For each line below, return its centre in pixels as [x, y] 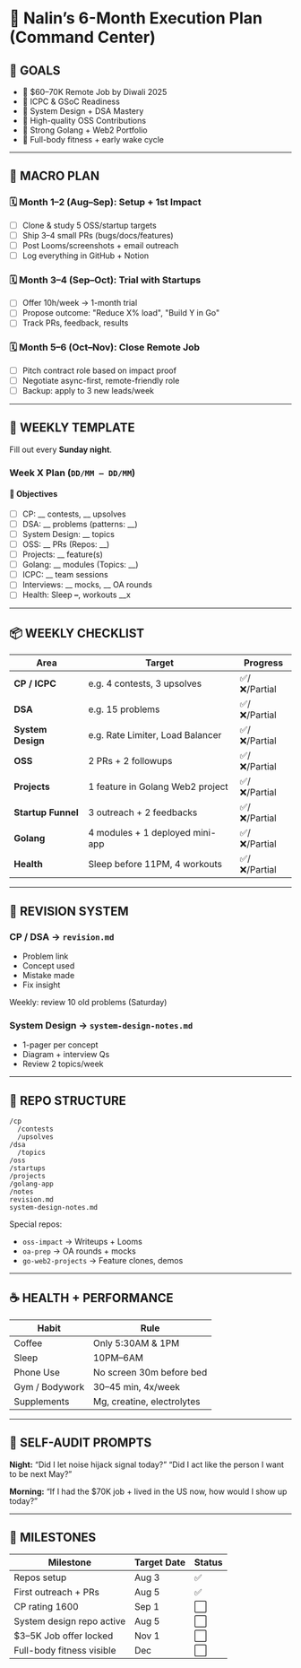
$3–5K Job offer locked [64, 1636]
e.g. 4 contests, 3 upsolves [145, 683]
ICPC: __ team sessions [65, 575]
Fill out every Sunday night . [60, 449]
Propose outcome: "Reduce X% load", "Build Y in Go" [121, 313]
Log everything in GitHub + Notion [86, 256]
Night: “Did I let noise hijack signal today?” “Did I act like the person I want [147, 1464]
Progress [263, 663]
